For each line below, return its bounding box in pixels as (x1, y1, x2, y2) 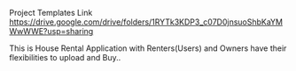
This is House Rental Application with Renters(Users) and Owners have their (9, 43, 287, 53)
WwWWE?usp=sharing (9, 26, 94, 36)
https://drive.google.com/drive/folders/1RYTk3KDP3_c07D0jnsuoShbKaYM (9, 17, 284, 27)
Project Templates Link (9, 8, 93, 18)
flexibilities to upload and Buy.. (9, 53, 121, 62)
